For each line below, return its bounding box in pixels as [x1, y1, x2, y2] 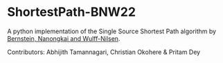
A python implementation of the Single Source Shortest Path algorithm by [7, 27, 217, 35]
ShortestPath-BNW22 [7, 4, 136, 20]
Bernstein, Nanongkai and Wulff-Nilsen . [7, 34, 121, 42]
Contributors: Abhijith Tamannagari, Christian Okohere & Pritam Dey [7, 48, 201, 56]
